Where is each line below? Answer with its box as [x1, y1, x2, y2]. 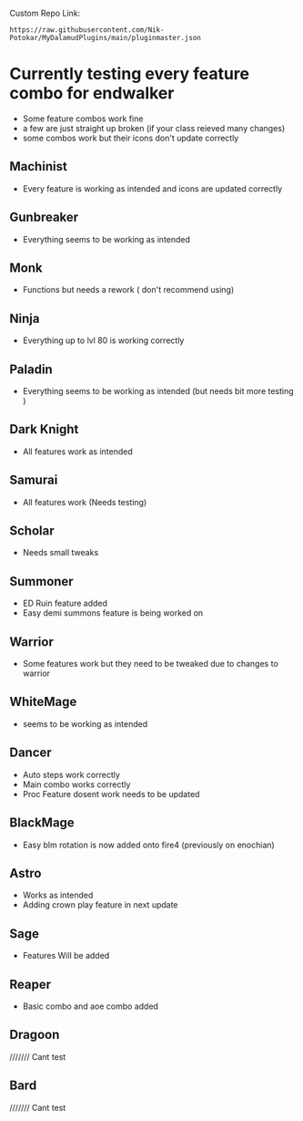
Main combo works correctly [22, 779, 131, 790]
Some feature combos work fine [22, 113, 144, 124]
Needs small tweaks [22, 547, 99, 558]
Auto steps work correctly [22, 769, 121, 780]
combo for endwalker [9, 83, 175, 104]
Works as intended [22, 889, 94, 901]
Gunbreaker [9, 210, 79, 225]
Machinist [9, 159, 68, 174]
